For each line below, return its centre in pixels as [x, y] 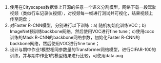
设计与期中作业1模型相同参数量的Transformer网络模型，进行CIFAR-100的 [83, 49]
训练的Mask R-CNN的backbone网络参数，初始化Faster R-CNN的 [75, 37]
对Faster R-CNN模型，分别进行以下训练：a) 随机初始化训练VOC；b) [78, 25]
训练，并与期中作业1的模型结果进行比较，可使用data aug [66, 55]
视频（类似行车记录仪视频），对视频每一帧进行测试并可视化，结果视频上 [81, 13]
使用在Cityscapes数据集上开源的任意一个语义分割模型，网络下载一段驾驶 [83, 7]
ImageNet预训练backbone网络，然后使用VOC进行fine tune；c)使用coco [82, 31]
